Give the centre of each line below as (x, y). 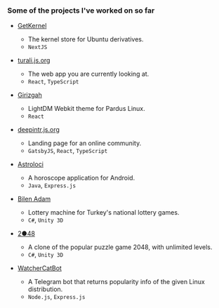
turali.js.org (34, 60)
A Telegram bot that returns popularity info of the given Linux (116, 282)
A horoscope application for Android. (81, 178)
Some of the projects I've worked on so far (81, 11)
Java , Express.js (52, 185)
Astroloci (31, 164)
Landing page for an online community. (85, 143)
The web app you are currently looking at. (88, 74)
